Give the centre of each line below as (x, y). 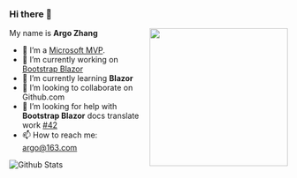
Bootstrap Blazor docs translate (80, 116)
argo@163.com (49, 148)
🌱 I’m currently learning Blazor (78, 78)
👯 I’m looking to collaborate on (77, 88)
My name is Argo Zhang (53, 33)
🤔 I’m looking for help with (69, 107)
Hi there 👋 (31, 14)
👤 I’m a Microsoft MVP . (64, 50)
